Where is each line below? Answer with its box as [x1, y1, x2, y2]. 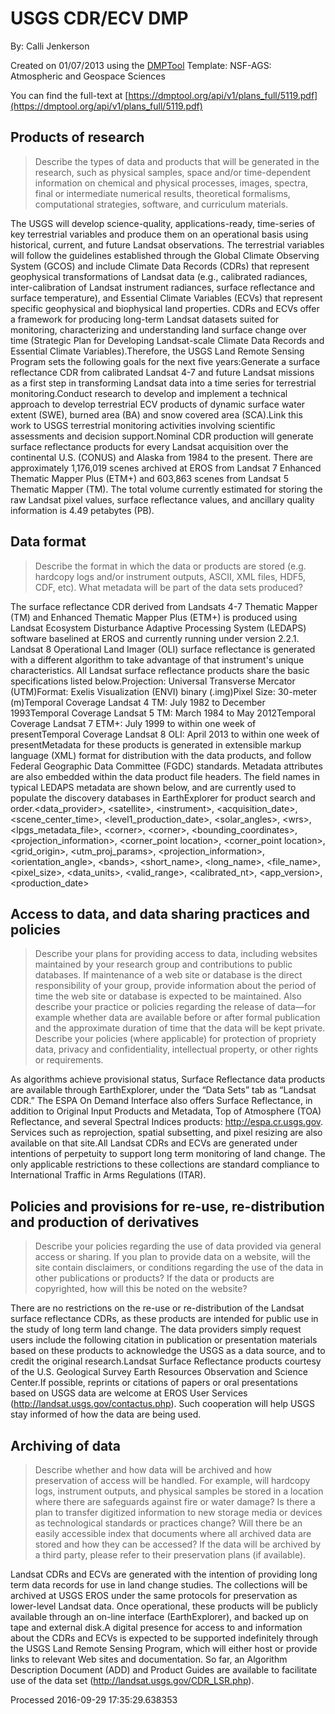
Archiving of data [10, 1437, 122, 1454]
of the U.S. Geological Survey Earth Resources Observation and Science [10, 1366, 308, 1378]
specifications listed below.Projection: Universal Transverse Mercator [10, 675, 296, 687]
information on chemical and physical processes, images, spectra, [34, 177, 309, 189]
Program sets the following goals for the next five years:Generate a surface [10, 355, 321, 367]
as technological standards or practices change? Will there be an [34, 1517, 303, 1529]
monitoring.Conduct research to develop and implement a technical [10, 387, 288, 399]
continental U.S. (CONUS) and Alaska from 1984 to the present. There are [10, 451, 313, 463]
